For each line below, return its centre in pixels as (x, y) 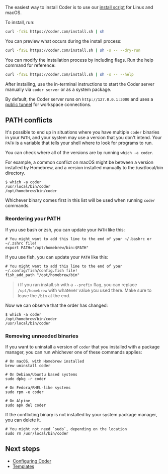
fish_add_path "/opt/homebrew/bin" (43, 275)
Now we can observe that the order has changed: (57, 305)
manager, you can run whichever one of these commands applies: (74, 352)
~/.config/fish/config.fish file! (41, 271)
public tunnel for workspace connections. (48, 104)
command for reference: (30, 65)
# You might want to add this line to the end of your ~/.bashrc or (78, 239)
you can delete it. (23, 420)
